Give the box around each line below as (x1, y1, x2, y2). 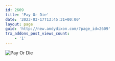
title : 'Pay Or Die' (5, 12, 50, 17)
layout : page (5, 21, 33, 27)
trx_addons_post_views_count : (5, 31, 70, 36)
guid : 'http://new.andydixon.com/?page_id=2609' (5, 26, 111, 32)
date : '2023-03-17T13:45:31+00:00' (5, 17, 81, 22)
